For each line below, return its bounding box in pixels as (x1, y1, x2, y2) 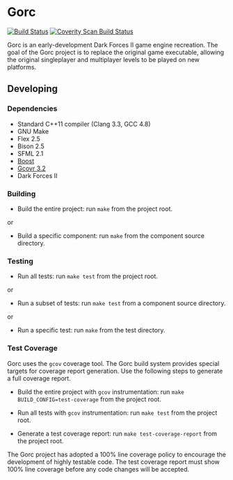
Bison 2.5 (17, 142, 45, 150)
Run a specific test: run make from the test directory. (17, 326, 166, 335)
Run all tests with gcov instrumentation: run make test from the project (17, 408, 218, 417)
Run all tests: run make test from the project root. (17, 272, 159, 280)
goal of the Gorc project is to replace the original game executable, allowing (7, 48, 225, 56)
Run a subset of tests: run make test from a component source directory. (17, 299, 226, 307)
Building (7, 189, 36, 198)
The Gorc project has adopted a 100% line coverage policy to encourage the (7, 450, 226, 458)
